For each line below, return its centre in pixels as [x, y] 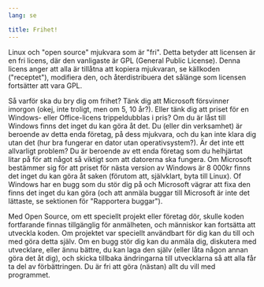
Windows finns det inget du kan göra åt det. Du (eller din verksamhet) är [125, 126]
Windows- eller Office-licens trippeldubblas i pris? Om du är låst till [117, 117]
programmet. [30, 274]
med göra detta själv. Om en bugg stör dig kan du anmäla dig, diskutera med [132, 241]
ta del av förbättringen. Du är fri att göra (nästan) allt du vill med [112, 266]
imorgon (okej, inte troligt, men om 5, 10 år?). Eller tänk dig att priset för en [129, 109]
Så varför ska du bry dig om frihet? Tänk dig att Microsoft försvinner [119, 101]
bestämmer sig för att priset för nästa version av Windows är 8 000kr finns [129, 167]
